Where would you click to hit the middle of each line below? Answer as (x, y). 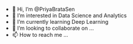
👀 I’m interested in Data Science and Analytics (69, 15)
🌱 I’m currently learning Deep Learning (60, 22)
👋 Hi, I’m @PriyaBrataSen (44, 9)
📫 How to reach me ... (40, 35)
